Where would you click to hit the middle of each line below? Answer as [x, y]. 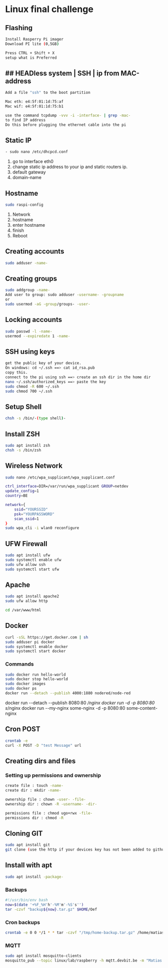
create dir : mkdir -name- [33, 790]
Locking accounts [34, 320]
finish [18, 230]
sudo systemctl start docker [35, 651]
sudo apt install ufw [28, 555]
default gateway [29, 172]
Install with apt [29, 865]
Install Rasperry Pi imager [34, 39]
